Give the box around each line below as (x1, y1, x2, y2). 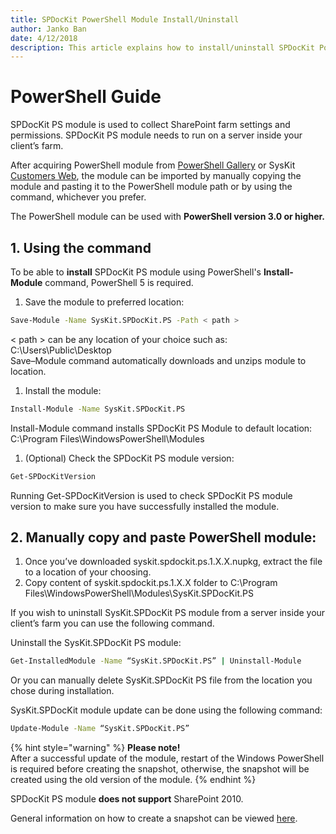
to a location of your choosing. (24, 566, 152, 578)
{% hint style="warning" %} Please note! (10, 742, 181, 754)
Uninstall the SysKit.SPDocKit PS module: (10, 637, 182, 649)
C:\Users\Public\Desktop (10, 344, 112, 356)
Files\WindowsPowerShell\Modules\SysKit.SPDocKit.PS (24, 587, 255, 600)
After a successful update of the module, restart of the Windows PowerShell (10, 752, 325, 765)
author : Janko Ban (10, 24, 87, 34)
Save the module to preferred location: (24, 296, 185, 308)
